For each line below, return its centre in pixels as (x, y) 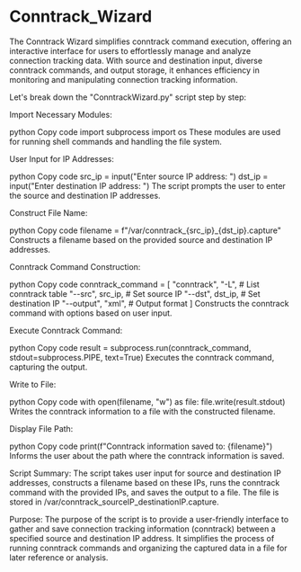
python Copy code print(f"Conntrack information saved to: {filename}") (141, 446)
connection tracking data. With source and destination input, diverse (136, 60)
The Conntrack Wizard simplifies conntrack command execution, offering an (150, 41)
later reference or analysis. (59, 557)
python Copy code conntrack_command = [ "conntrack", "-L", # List (135, 284)
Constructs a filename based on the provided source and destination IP (141, 239)
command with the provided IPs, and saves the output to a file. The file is (144, 492)
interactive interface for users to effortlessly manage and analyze (130, 50)
